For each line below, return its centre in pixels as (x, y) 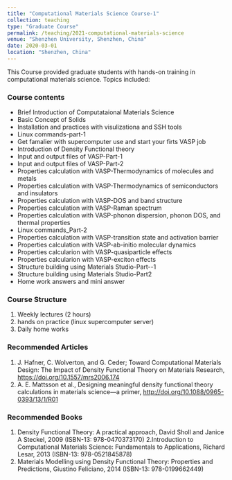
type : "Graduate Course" (43, 26)
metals (27, 179)
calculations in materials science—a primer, (79, 391)
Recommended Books (45, 417)
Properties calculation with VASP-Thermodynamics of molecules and (115, 171)
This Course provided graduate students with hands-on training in (101, 72)
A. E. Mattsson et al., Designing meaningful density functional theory (115, 384)
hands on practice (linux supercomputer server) (86, 322)
